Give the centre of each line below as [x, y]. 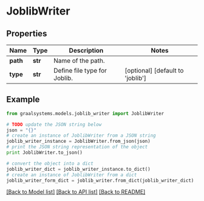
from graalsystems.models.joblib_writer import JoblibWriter [85, 113]
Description [86, 51]
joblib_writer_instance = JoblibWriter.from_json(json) [78, 141]
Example [23, 100]
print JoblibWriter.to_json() [45, 153]
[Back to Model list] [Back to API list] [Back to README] [76, 192]
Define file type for [80, 71]
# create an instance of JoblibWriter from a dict [72, 175]
